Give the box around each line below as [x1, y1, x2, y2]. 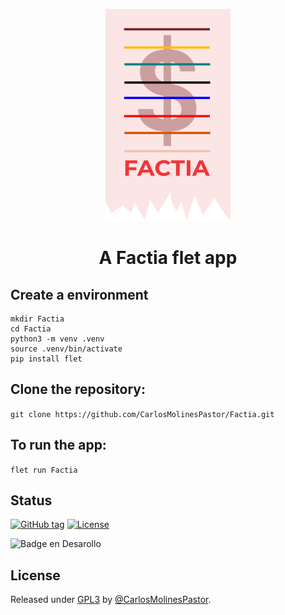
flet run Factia [10, 465, 78, 475]
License [10, 567, 61, 584]
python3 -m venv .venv [10, 334, 105, 344]
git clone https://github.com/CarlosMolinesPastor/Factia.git [10, 409, 275, 419]
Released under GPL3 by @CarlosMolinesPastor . [10, 594, 212, 606]
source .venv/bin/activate [10, 344, 123, 354]
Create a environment [10, 286, 149, 303]
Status [10, 492, 53, 509]
